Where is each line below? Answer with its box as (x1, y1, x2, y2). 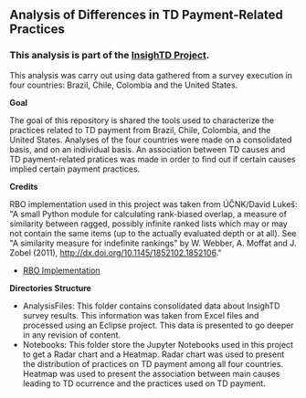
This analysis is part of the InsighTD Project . (9, 49, 210, 62)
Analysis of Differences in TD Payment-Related (9, 7, 283, 23)
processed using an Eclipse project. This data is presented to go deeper (22, 319, 294, 330)
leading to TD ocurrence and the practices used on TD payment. (22, 378, 267, 389)
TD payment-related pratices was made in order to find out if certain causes (9, 153, 296, 164)
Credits (9, 181, 38, 192)
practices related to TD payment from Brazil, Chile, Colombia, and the (9, 124, 271, 135)
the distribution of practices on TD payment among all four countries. (22, 358, 284, 369)
